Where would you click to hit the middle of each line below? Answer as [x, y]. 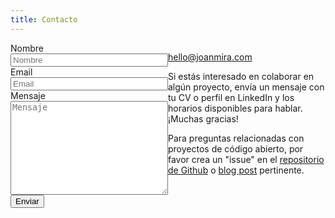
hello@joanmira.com [210, 57]
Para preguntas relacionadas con [236, 138]
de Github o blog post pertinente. [236, 170]
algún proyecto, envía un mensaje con [246, 87]
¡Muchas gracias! [203, 118]
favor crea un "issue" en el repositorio [246, 159]
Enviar [27, 201]
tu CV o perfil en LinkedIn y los [231, 97]
